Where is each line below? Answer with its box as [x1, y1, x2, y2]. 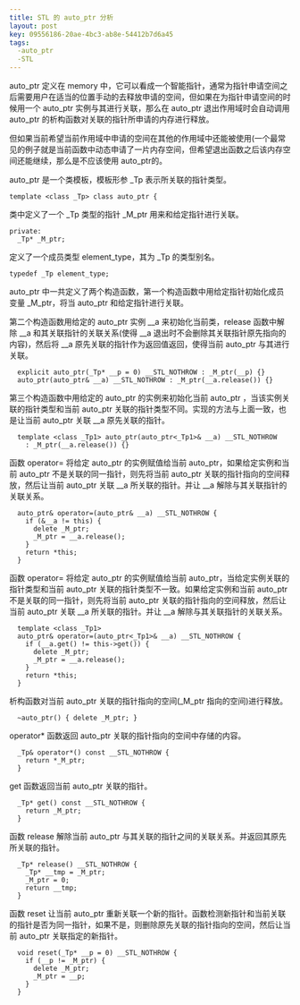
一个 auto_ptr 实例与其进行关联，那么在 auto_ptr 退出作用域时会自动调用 [24, 103, 290, 113]
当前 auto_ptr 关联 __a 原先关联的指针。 [24, 415, 170, 425]
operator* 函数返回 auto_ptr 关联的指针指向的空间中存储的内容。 [9, 730, 246, 741]
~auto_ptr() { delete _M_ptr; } [17, 713, 138, 722]
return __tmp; [25, 883, 78, 892]
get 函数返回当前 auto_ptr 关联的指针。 [9, 780, 153, 791]
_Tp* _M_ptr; [17, 234, 66, 243]
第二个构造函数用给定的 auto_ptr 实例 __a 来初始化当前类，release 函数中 [9, 317, 277, 327]
